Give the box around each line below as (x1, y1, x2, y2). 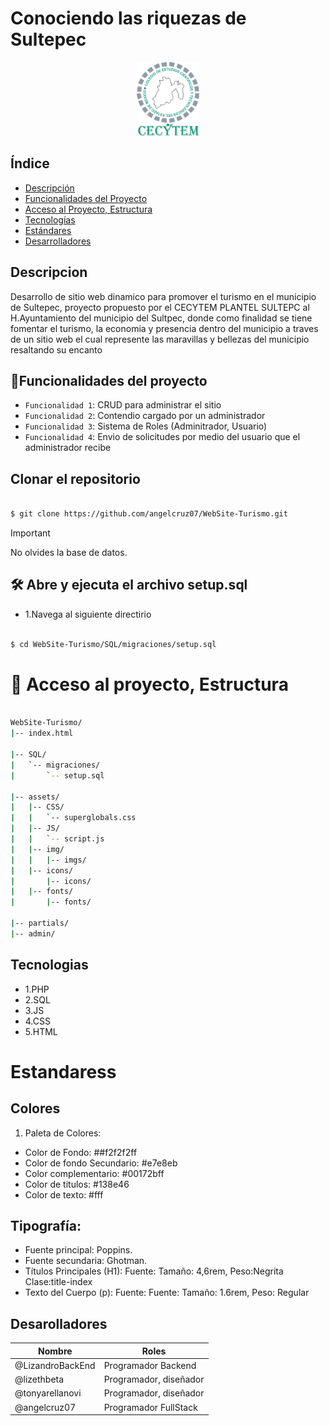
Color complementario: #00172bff (24, 1167, 165, 1179)
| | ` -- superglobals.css (10, 813, 137, 823)
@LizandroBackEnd (14, 1359, 96, 1371)
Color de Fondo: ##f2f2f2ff (24, 1146, 138, 1158)
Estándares (24, 224, 72, 236)
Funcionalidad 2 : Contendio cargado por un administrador (24, 410, 266, 422)
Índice (10, 155, 50, 172)
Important (10, 527, 51, 539)
